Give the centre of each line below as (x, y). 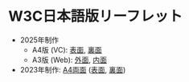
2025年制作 (39, 40)
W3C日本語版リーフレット (96, 16)
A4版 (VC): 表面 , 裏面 (67, 49)
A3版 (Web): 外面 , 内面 (69, 60)
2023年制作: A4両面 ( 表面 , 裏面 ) (73, 69)
